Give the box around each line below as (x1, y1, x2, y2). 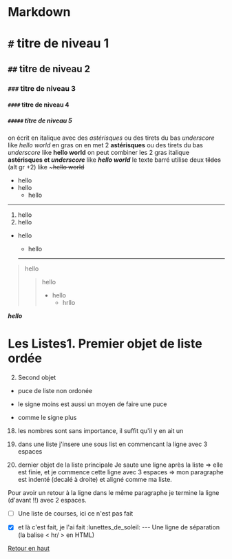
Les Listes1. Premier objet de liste (8, 336, 202, 352)
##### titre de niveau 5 (8, 116, 73, 125)
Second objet (17, 373, 56, 382)
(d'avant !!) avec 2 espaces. (8, 496, 87, 505)
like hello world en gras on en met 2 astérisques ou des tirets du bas (8, 141, 204, 149)
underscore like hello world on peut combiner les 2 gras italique (8, 149, 190, 157)
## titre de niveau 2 (8, 63, 90, 74)
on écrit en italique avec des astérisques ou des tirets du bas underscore (8, 134, 215, 142)
